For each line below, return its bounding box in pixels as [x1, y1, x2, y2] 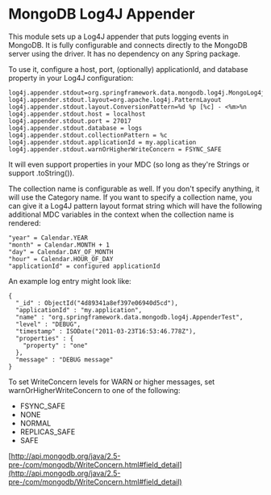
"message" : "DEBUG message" [15, 355, 114, 364]
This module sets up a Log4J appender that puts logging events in [8, 32, 229, 41]
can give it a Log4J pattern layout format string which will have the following [8, 201, 262, 210]
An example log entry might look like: [8, 276, 131, 286]
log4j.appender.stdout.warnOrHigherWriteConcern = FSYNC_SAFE [8, 145, 222, 154]
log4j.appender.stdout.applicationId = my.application [8, 138, 197, 146]
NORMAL [19, 418, 52, 428]
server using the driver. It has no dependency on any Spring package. [8, 49, 240, 58]
